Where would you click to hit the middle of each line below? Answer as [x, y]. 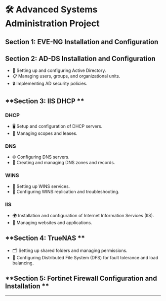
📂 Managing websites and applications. [52, 222]
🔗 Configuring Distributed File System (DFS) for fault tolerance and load [85, 257]
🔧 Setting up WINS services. [41, 186]
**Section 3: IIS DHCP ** [45, 101]
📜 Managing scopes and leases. [45, 133]
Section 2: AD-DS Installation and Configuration [80, 58]
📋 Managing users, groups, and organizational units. [66, 76]
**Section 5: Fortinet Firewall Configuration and [81, 278]
